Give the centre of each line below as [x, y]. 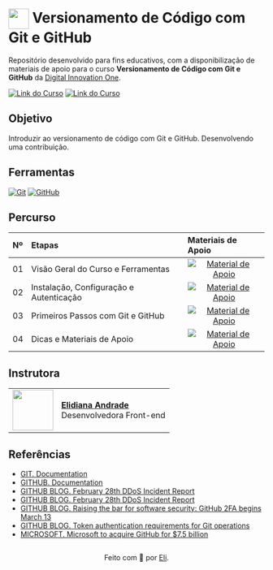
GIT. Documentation [54, 474]
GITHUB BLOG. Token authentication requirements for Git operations [135, 525]
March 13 [35, 517]
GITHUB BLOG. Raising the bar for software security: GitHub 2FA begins [141, 508]
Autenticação [57, 298]
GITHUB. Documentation [61, 482]
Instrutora [34, 373]
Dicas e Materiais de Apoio [82, 339]
